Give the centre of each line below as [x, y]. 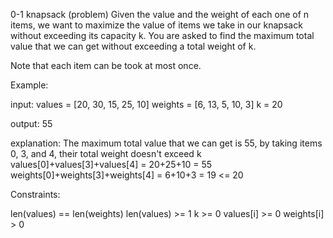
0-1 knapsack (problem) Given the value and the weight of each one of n [160, 14]
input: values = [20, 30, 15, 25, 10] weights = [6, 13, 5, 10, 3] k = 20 [146, 104]
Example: [29, 85]
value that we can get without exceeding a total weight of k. [133, 46]
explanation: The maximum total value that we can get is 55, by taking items [166, 143]
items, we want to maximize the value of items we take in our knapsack [156, 25]
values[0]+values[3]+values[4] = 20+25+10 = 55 [111, 164]
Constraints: [35, 194]
